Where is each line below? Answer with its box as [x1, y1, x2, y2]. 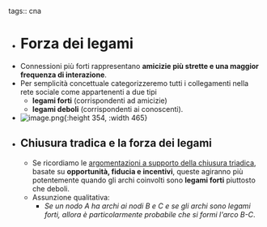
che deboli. [32, 183, 70, 193]
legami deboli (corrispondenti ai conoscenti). [32, 104, 184, 113]
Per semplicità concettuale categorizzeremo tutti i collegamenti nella [19, 78, 249, 88]
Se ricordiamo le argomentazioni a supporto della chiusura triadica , [32, 157, 256, 168]
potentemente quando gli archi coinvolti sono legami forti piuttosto [32, 175, 256, 185]
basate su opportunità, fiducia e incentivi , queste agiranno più [32, 166, 244, 176]
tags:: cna [8, 6, 42, 15]
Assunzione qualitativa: [32, 192, 111, 202]
